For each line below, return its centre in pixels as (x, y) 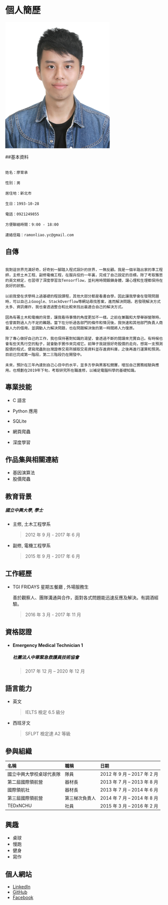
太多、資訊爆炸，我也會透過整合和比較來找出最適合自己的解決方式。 (65, 307)
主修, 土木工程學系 (32, 524)
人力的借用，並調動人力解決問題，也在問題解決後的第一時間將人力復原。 (73, 328)
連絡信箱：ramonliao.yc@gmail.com (40, 235)
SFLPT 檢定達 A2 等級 (48, 734)
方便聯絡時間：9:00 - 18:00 (32, 224)
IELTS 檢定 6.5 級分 (45, 712)
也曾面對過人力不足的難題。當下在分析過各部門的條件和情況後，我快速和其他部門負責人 (82, 323)
